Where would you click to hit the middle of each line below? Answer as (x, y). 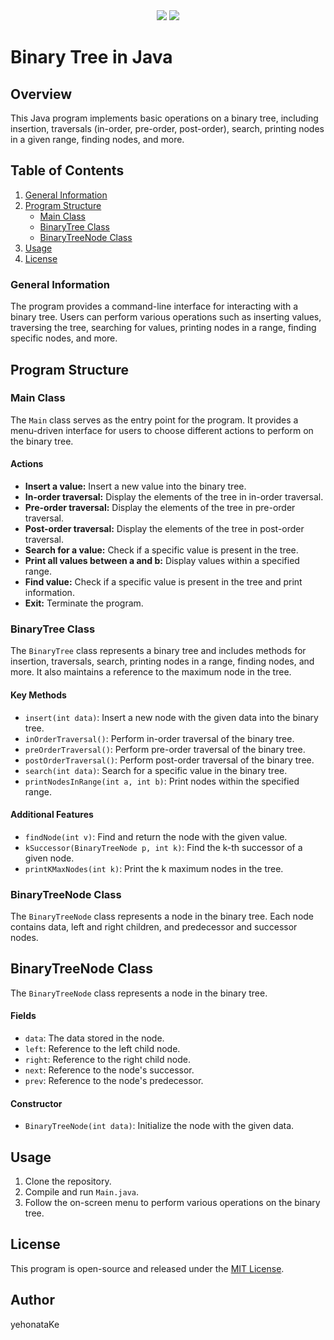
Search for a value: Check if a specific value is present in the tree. (161, 550)
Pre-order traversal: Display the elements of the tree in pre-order (160, 507)
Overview (41, 94)
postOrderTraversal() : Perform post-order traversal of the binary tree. (169, 760)
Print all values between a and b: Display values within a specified (162, 560)
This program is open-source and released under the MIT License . (147, 1268)
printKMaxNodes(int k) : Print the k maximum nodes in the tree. (154, 868)
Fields (23, 1016)
